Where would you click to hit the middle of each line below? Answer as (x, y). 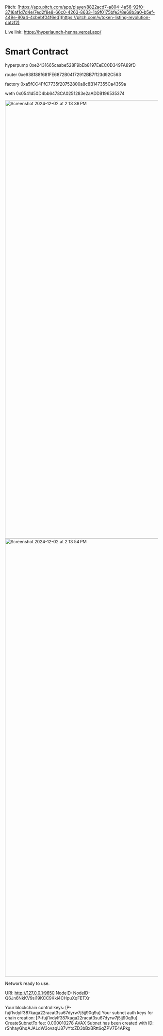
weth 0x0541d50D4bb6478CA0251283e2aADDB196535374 (65, 93)
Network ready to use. (27, 983)
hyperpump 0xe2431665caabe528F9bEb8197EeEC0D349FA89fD (70, 65)
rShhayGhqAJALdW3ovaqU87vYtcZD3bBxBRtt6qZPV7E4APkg (68, 1028)
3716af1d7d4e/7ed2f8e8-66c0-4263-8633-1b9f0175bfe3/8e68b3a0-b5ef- (80, 12)
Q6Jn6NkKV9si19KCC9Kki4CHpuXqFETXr (47, 998)
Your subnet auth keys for (128, 1013)
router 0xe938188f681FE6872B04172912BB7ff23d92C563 (63, 74)
